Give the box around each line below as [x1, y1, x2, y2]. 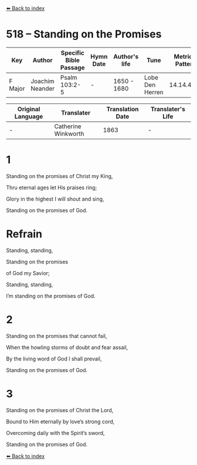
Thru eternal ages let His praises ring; [6, 184, 97, 191]
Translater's [150, 105, 186, 113]
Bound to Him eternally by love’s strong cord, [6, 418, 115, 425]
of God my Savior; [6, 269, 50, 276]
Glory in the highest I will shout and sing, [6, 195, 104, 202]
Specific [60, 49, 85, 57]
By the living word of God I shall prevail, [6, 355, 102, 362]
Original [17, 105, 40, 113]
